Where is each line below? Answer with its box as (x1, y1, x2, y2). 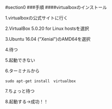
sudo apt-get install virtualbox (5, 79, 76, 84)
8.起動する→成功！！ (5, 99, 48, 105)
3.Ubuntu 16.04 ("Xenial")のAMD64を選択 (5, 36, 91, 42)
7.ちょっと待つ (5, 88, 35, 94)
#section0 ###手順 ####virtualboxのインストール (5, 4, 107, 10)
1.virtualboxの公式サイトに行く (5, 15, 68, 21)
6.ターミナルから (5, 68, 40, 74)
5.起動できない (5, 57, 35, 63)
